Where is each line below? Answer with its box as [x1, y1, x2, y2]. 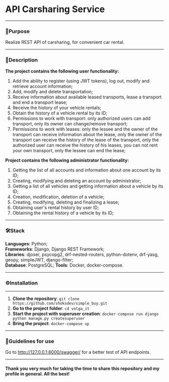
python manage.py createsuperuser [12, 316, 85, 321]
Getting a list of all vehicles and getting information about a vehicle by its [12, 183, 163, 189]
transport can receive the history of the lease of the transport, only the [12, 137, 159, 143]
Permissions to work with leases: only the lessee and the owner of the [12, 126, 158, 132]
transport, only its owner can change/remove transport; [12, 120, 128, 126]
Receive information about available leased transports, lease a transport [12, 94, 162, 100]
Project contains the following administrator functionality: [5, 157, 129, 163]
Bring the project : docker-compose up [12, 321, 90, 327]
